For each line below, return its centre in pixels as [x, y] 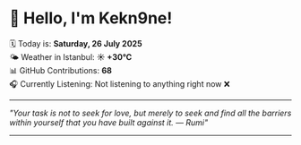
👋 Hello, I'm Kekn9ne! [91, 18]
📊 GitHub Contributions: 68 [60, 70]
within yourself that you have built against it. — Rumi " [109, 122]
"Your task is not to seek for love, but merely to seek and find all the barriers [150, 113]
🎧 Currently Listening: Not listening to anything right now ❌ [120, 83]
